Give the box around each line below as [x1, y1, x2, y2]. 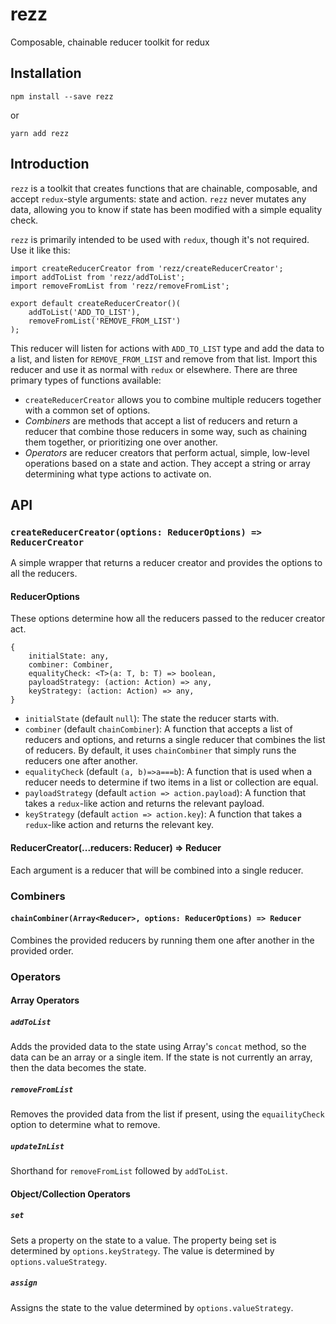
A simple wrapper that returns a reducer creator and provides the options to [10, 557, 323, 569]
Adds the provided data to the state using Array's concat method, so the [10, 1041, 307, 1053]
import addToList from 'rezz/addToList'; [10, 272, 186, 282]
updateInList [10, 1141, 65, 1152]
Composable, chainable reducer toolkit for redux [10, 36, 210, 48]
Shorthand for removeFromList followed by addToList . [10, 1165, 228, 1177]
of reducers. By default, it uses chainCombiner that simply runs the [24, 744, 297, 757]
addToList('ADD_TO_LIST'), [28, 307, 141, 317]
